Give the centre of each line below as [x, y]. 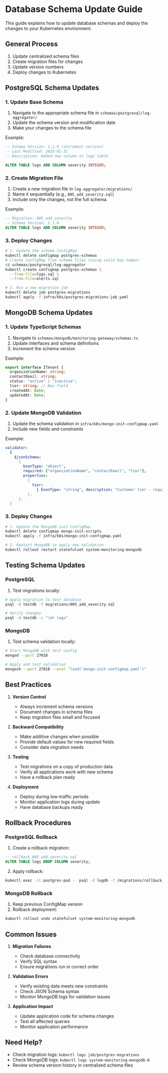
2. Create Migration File [34, 178]
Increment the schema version [44, 348]
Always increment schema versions [56, 706]
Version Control [29, 697]
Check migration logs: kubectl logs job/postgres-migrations [76, 1054]
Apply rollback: [28, 871]
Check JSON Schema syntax [50, 991]
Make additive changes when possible [59, 736]
